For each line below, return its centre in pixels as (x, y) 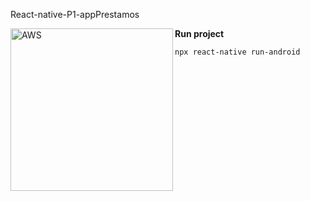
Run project (199, 33)
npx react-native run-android (237, 52)
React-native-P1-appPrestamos (75, 14)
